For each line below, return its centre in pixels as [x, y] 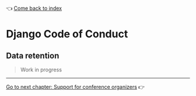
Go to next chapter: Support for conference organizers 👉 [75, 87]
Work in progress [41, 70]
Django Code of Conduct [67, 34]
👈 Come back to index [34, 8]
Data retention [33, 55]
